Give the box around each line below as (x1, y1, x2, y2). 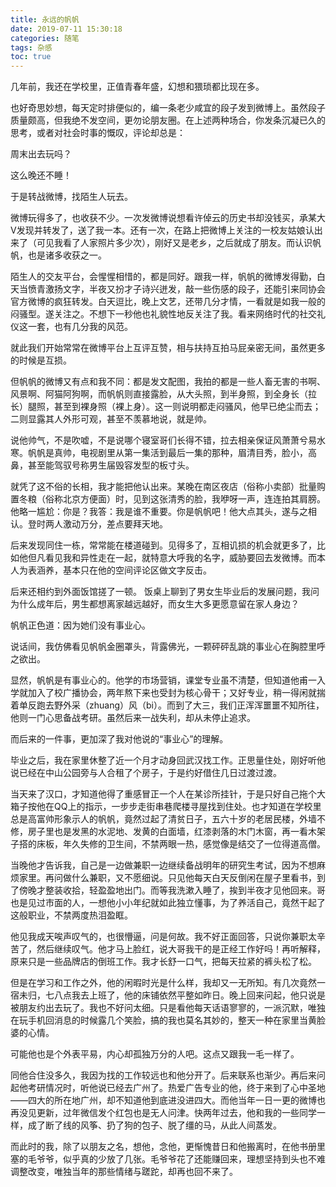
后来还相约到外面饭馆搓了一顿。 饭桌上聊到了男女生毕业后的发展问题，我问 (10, 586, 320, 598)
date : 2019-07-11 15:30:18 (10, 24, 123, 34)
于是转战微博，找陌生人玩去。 (10, 191, 133, 203)
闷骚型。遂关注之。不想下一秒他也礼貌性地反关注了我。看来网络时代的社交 (10, 308, 317, 320)
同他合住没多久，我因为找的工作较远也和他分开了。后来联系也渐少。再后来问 (10, 1069, 326, 1081)
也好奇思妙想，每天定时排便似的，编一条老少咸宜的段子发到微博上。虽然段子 (10, 102, 326, 114)
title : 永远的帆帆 (10, 14, 80, 25)
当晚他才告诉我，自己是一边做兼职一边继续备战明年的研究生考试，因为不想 (10, 859, 317, 871)
